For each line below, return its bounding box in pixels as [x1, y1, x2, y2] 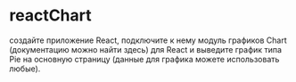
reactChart [9, 5, 92, 26]
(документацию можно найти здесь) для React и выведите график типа [9, 44, 283, 54]
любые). [9, 63, 41, 74]
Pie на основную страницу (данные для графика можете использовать [9, 53, 280, 64]
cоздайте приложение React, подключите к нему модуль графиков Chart [9, 35, 287, 45]
